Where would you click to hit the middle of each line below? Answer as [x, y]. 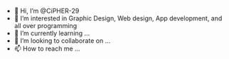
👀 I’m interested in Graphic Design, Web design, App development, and [118, 18]
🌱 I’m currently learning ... [52, 33]
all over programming [45, 26]
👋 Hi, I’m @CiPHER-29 [47, 11]
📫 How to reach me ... [47, 48]
